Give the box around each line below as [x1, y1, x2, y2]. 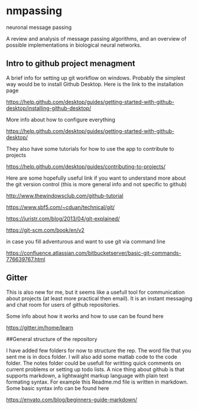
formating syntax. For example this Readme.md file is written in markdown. [6, 378, 189, 385]
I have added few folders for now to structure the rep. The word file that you [6, 347, 191, 354]
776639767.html [6, 255, 46, 262]
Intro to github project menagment [6, 59, 135, 69]
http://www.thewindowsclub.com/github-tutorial [6, 192, 124, 199]
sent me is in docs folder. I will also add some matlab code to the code [6, 353, 177, 360]
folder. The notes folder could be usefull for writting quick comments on [6, 359, 181, 366]
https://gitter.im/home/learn [6, 324, 74, 331]
